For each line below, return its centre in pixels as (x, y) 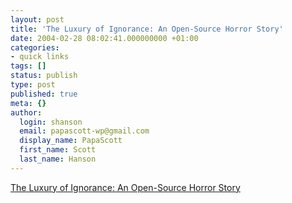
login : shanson (51, 122)
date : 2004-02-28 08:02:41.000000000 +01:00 (104, 38)
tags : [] (28, 66)
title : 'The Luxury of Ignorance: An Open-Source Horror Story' (147, 29)
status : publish (44, 76)
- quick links (40, 57)
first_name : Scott (58, 150)
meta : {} (28, 103)
